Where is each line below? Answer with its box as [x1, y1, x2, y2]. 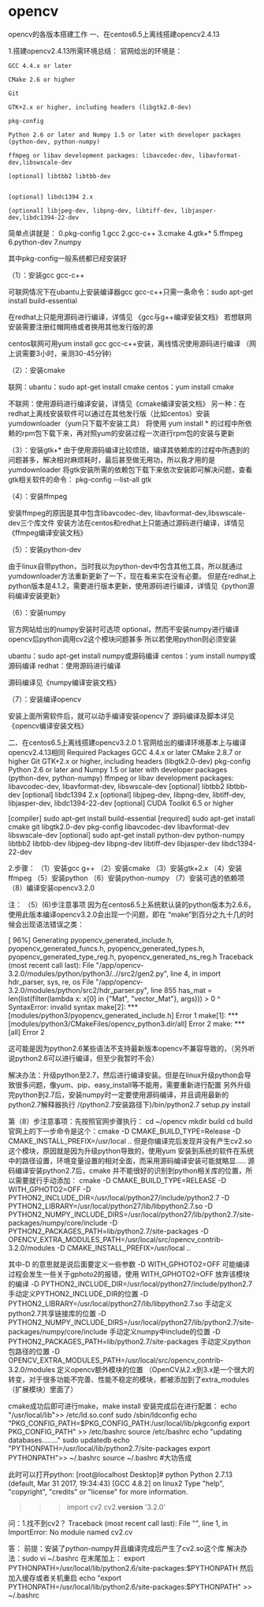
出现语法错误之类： [21, 919, 84, 928]
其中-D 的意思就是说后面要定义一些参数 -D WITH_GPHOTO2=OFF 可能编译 [8, 1259, 251, 1269]
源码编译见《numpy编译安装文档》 [8, 677, 121, 687]
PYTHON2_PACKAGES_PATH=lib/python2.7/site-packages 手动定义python [8, 1337, 251, 1346]
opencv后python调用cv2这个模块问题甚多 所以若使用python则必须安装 [8, 634, 236, 644]
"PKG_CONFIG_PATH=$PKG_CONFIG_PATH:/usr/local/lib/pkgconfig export [8, 1418, 251, 1428]
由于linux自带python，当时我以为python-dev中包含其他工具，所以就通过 [8, 561, 243, 571]
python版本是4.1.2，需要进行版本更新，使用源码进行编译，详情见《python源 [8, 581, 255, 590]
